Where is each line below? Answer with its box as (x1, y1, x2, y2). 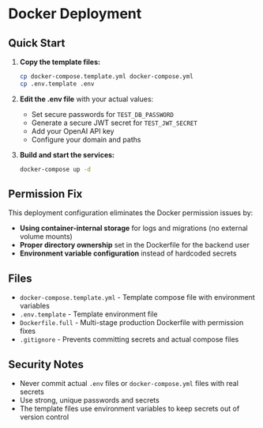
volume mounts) (19, 232, 73, 241)
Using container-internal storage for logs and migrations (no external (19, 223, 248, 233)
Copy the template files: (19, 57, 101, 66)
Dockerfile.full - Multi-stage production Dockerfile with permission (19, 318, 244, 328)
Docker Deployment (8, 5, 142, 23)
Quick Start (8, 36, 66, 50)
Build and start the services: (19, 150, 115, 159)
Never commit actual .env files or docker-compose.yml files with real (19, 379, 239, 388)
